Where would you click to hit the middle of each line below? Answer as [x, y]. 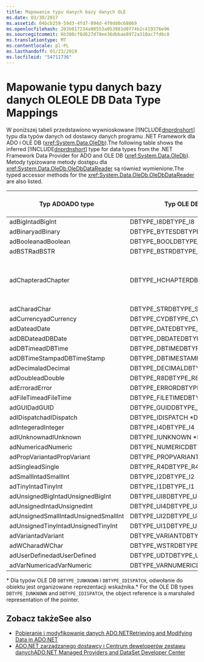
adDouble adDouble [37, 378]
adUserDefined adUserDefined [53, 555]
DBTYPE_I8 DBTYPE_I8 [162, 221]
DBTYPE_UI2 [148, 516]
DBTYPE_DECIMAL [157, 368]
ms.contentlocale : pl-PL [38, 46]
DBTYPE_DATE [151, 328]
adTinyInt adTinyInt [36, 486]
